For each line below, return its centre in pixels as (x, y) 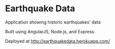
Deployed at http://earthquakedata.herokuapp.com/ (57, 41)
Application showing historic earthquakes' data (53, 22)
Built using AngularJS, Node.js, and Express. (50, 31)
